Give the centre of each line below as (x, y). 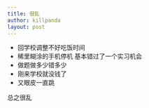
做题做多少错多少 (42, 65)
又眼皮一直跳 (36, 83)
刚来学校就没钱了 (42, 74)
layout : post (26, 27)
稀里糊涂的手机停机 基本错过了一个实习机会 (79, 56)
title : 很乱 (23, 14)
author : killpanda (34, 20)
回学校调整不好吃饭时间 (51, 48)
